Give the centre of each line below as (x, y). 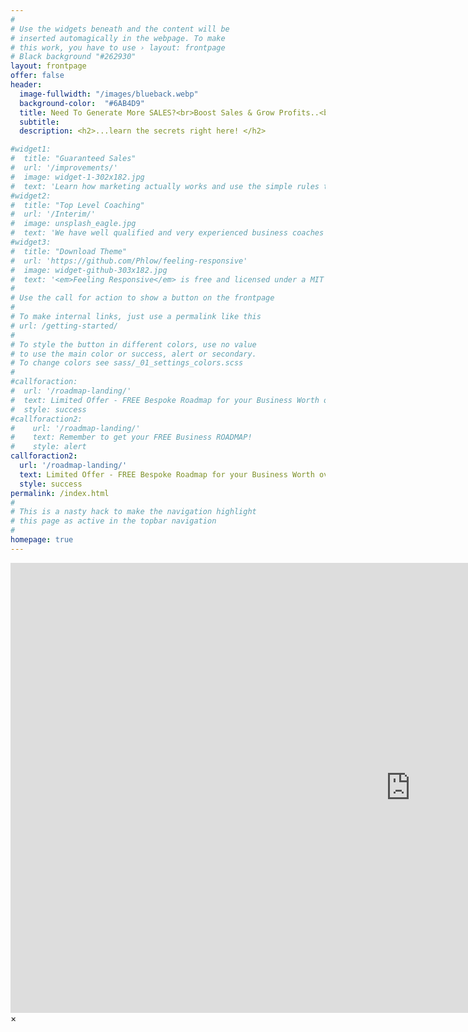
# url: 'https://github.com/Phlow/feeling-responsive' (129, 261)
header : (26, 85)
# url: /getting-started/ (64, 326)
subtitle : (39, 122)
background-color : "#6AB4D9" (82, 103)
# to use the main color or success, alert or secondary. (133, 354)
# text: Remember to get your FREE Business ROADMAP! (131, 437)
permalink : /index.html (60, 493)
